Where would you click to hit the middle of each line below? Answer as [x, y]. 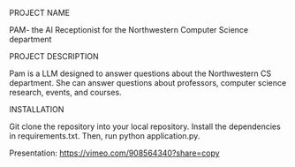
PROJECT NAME [40, 13]
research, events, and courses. [65, 92]
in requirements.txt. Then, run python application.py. [105, 136]
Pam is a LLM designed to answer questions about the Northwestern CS [140, 73]
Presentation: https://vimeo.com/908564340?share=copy [114, 153]
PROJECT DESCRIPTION [54, 56]
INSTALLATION [37, 109]
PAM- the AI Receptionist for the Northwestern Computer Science [129, 30]
